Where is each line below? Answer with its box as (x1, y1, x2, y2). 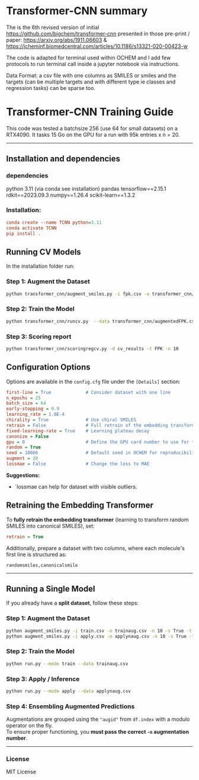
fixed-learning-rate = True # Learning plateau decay (6, 428, 150, 434)
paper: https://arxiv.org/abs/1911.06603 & (6, 36, 107, 43)
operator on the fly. (6, 722, 53, 729)
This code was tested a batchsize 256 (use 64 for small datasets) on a (6, 124, 178, 131)
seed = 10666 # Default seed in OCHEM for (6, 450, 158, 456)
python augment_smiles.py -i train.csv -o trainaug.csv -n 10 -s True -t (6, 628, 192, 634)
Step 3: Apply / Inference (6, 675, 80, 683)
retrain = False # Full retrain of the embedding (6, 422, 168, 428)
